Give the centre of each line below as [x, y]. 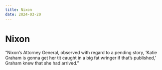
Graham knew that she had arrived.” [42, 63]
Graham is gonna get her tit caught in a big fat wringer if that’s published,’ [81, 58]
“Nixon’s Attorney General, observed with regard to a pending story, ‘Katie [81, 53]
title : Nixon [19, 10]
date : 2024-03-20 [23, 14]
